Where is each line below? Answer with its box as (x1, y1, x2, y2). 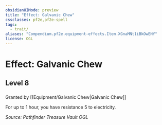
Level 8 (5, 79, 29, 87)
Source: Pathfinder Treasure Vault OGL (5, 114, 88, 120)
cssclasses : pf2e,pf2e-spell (5, 17, 68, 22)
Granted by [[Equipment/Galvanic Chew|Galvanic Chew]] (5, 94, 127, 100)
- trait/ (10, 27, 29, 32)
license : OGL (5, 37, 33, 42)
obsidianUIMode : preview (5, 7, 59, 13)
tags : (5, 22, 17, 27)
